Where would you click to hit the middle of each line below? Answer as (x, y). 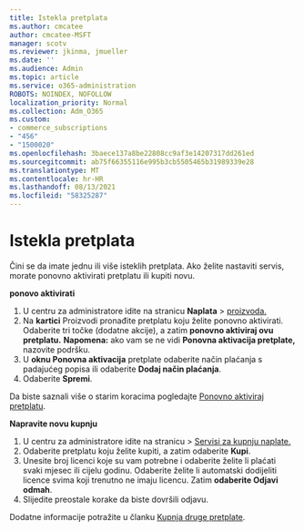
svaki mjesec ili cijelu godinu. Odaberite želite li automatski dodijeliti (150, 470)
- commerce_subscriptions (58, 128)
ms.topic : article (44, 77)
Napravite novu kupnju (54, 424)
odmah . (37, 489)
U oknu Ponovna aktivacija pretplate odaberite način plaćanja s (142, 359)
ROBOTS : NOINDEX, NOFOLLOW (61, 94)
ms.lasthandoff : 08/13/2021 (63, 188)
